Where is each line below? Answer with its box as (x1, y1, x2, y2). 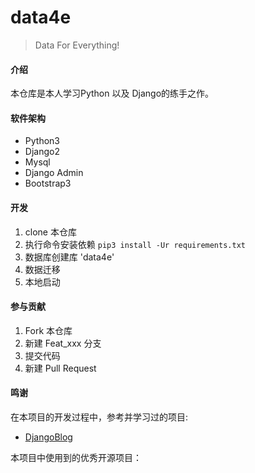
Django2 (24, 146, 60, 158)
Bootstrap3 (24, 177, 72, 190)
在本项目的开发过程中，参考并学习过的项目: (10, 411, 189, 423)
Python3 (24, 135, 60, 147)
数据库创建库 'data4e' (24, 251, 115, 263)
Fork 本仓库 (24, 324, 73, 336)
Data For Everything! (34, 39, 120, 51)
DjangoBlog (24, 431, 73, 443)
